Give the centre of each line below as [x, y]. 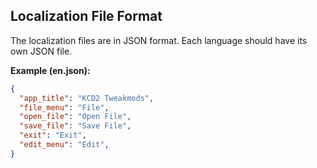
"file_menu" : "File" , [64, 107]
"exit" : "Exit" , [53, 135]
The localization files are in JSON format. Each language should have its [159, 40]
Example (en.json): [50, 70]
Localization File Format [86, 16]
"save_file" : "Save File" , [75, 126]
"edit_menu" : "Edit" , [64, 145]
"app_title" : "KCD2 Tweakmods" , [87, 98]
